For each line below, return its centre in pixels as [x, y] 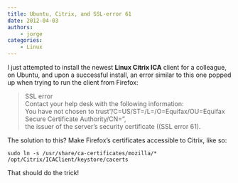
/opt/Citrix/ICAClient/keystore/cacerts [68, 160]
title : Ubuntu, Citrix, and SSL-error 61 [70, 14]
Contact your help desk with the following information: [104, 104]
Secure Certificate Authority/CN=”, [75, 119]
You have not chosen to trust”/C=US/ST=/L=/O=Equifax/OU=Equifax [125, 111]
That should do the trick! [43, 173]
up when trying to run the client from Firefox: [73, 82]
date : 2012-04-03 [33, 21]
